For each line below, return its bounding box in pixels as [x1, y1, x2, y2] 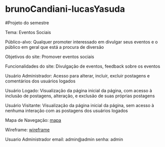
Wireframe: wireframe [5, 127, 50, 133]
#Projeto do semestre [5, 20, 49, 26]
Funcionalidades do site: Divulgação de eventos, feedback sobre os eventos [5, 63, 161, 69]
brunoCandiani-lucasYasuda [5, 3, 125, 15]
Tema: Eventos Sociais [5, 29, 51, 35]
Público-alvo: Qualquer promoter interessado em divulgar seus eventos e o [5, 38, 158, 45]
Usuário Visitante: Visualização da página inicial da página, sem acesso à [5, 102, 154, 108]
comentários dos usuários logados [5, 78, 76, 84]
